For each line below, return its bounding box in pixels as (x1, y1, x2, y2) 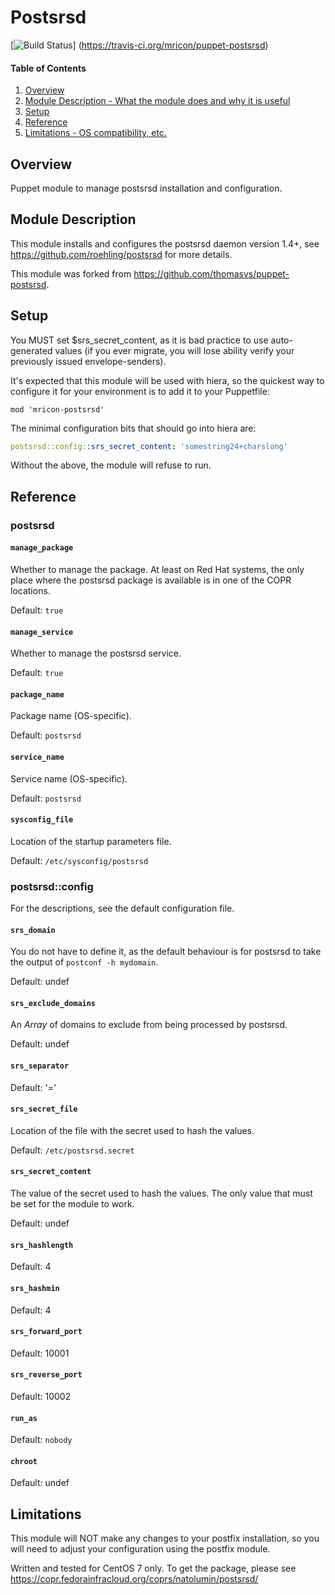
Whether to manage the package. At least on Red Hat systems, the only (10, 563, 305, 575)
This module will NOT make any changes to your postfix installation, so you (10, 1532, 320, 1545)
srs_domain (10, 925, 56, 935)
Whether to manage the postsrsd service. (10, 647, 182, 660)
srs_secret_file (10, 1104, 78, 1115)
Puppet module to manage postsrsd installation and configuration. (10, 182, 283, 194)
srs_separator (10, 1061, 70, 1071)
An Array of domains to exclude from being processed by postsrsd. (10, 1019, 288, 1031)
